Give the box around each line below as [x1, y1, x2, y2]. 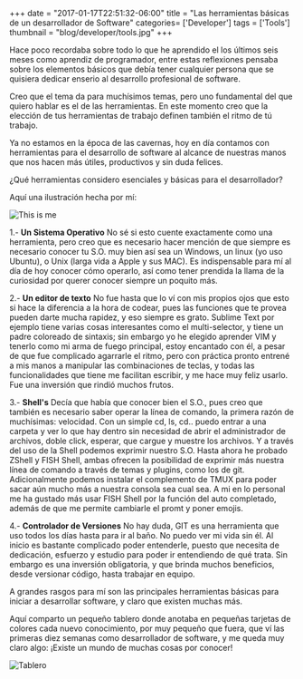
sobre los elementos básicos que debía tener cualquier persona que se [9, 63, 274, 74]
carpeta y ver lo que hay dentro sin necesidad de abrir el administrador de [9, 426, 287, 436]
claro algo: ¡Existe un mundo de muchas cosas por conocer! [9, 643, 233, 653]
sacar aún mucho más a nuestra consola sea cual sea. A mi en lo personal [9, 484, 286, 494]
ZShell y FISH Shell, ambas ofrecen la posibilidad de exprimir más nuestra [9, 455, 285, 465]
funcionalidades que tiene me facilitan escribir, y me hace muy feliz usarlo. [9, 370, 289, 380]
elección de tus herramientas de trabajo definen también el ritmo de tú [9, 111, 273, 121]
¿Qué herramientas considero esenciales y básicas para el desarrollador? [9, 174, 283, 185]
